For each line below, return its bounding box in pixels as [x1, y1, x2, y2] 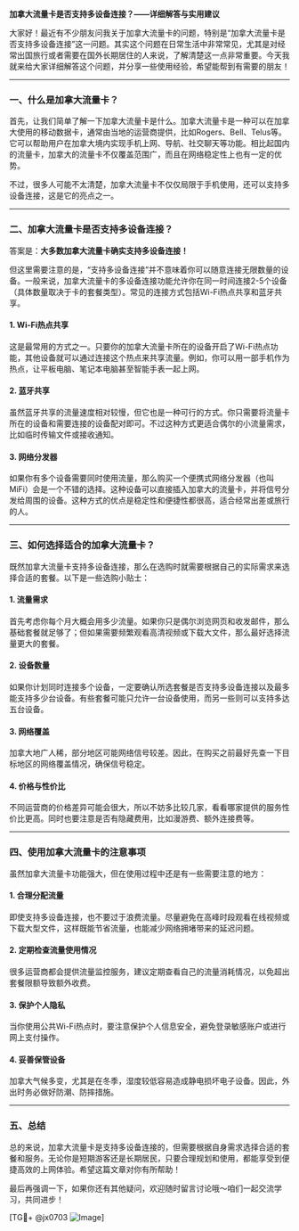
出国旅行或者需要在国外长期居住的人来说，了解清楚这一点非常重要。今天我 [16, 50, 290, 61]
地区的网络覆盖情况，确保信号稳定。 [16, 759, 149, 769]
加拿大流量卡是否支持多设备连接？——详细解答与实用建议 [9, 9, 220, 19]
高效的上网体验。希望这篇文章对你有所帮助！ [16, 1163, 181, 1175]
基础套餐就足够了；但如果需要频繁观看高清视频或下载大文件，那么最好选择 [9, 627, 282, 637]
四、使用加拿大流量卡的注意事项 [9, 846, 147, 858]
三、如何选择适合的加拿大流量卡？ [9, 539, 156, 552]
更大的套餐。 [16, 637, 64, 649]
